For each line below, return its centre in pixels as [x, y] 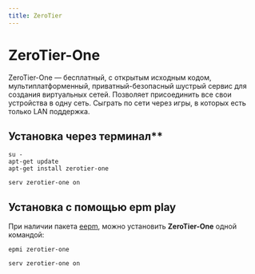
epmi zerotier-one [39, 250]
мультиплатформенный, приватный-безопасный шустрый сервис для [127, 85]
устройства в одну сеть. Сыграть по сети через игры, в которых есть [127, 103]
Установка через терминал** [86, 136]
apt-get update [34, 162]
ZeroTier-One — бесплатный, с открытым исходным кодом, [110, 77]
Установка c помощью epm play [92, 207]
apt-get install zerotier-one [59, 169]
